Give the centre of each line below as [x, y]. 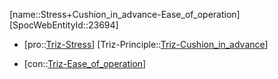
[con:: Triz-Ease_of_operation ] [85, 63]
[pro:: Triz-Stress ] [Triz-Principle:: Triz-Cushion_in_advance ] [146, 44]
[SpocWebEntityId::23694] [64, 25]
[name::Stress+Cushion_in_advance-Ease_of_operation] [125, 14]
